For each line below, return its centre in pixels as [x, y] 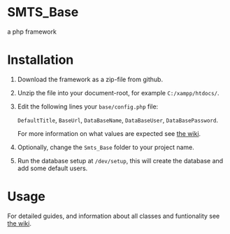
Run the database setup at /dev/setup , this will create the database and [120, 160]
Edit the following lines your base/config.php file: [88, 106]
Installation [41, 60]
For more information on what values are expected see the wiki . [109, 133]
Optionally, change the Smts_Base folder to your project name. [106, 147]
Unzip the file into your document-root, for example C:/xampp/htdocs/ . [118, 92]
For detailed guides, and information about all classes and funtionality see [114, 216]
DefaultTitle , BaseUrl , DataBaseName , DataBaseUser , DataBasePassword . [118, 120]
